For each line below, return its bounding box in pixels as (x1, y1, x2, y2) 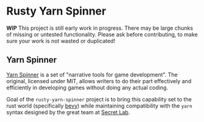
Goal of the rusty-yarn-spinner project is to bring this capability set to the (6, 95, 192, 103)
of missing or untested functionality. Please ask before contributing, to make (6, 30, 198, 38)
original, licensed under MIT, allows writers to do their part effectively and (6, 77, 192, 84)
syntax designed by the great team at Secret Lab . (6, 108, 130, 116)
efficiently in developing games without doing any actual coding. (6, 84, 169, 91)
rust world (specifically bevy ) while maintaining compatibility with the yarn (6, 102, 193, 109)
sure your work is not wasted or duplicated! (6, 37, 116, 44)
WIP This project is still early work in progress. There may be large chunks (6, 24, 194, 32)
